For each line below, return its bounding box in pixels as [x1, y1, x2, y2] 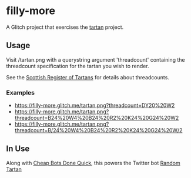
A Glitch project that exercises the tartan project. [6, 23, 124, 31]
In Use [6, 144, 30, 154]
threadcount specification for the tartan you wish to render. [6, 62, 149, 69]
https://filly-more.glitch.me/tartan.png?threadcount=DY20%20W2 [14, 102, 175, 109]
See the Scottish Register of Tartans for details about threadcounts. [6, 73, 169, 80]
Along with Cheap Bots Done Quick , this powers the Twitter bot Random [6, 159, 180, 166]
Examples [6, 88, 35, 96]
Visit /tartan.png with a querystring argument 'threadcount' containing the [6, 56, 185, 63]
